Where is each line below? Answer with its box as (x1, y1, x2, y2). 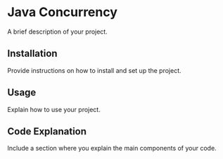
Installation (7, 48, 58, 60)
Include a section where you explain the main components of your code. (7, 144, 217, 153)
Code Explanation (7, 125, 87, 137)
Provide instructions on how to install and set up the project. (7, 66, 181, 74)
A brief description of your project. (7, 27, 108, 36)
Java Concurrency (7, 4, 118, 20)
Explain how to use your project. (7, 105, 101, 113)
